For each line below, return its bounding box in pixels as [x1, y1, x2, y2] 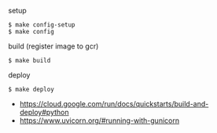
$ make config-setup [8, 21, 76, 29]
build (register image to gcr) [8, 41, 99, 51]
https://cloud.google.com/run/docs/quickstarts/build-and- [19, 99, 209, 108]
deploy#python [19, 108, 69, 117]
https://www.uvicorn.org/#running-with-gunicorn [19, 116, 179, 125]
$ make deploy [8, 85, 55, 93]
